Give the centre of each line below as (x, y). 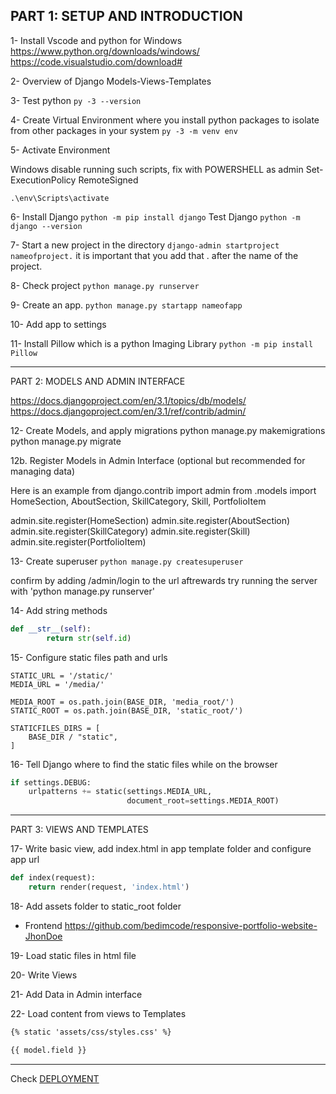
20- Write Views (44, 975)
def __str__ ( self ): (51, 629)
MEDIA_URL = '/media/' (57, 684)
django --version (46, 226)
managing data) (43, 471)
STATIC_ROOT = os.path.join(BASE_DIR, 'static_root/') (127, 710)
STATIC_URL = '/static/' (62, 675)
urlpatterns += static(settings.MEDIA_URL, (120, 792)
